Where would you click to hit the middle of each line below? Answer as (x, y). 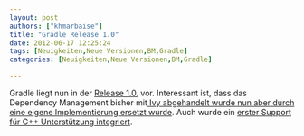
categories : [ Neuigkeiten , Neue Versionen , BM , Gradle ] (111, 59)
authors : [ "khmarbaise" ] (56, 26)
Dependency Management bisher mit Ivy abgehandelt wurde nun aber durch (152, 103)
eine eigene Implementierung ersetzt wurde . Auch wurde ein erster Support (151, 112)
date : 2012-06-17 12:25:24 (60, 43)
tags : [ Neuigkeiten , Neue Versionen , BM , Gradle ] (99, 51)
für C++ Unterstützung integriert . (71, 122)
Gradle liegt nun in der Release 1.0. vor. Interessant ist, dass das (128, 93)
